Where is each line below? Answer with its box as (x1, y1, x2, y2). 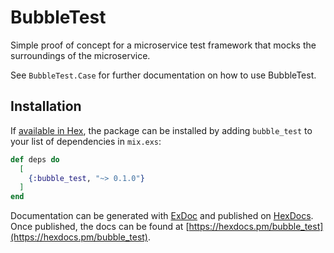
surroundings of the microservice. (10, 49, 151, 61)
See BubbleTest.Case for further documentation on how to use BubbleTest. (10, 69, 317, 81)
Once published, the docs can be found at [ (10, 221, 190, 233)
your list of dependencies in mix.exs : (10, 135, 162, 147)
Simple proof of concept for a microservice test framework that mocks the (10, 39, 317, 51)
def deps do (10, 154, 60, 165)
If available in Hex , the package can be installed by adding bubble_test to (10, 124, 313, 136)
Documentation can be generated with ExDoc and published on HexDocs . (10, 210, 314, 222)
